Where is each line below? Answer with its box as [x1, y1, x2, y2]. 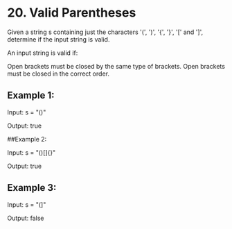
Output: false [7, 214, 44, 222]
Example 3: [7, 182, 57, 194]
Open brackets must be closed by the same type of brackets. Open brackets [7, 62, 225, 70]
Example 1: [7, 90, 55, 101]
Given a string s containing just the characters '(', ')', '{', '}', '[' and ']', [7, 28, 203, 36]
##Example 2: [7, 135, 47, 143]
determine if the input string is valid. [7, 35, 110, 43]
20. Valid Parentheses [7, 5, 136, 21]
